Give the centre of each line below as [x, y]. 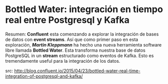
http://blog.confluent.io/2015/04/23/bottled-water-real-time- [77, 71]
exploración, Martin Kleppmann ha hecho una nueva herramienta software [83, 45]
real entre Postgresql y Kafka [67, 20]
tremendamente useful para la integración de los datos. [63, 61]
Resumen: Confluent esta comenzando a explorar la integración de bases [82, 34]
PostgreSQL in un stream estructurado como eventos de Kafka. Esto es [79, 55]
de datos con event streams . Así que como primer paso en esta [72, 39]
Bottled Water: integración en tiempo [84, 9]
